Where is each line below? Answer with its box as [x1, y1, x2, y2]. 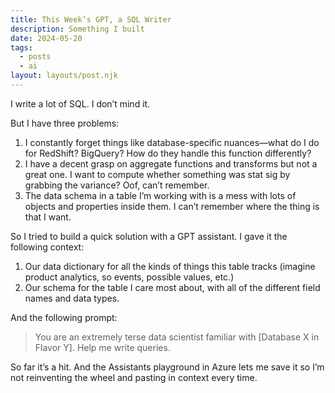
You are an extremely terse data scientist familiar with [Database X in [34, 331, 320, 343]
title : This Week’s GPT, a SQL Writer [10, 14, 172, 25]
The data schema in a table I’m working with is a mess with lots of [24, 189, 297, 201]
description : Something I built [10, 24, 145, 34]
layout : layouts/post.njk [10, 71, 118, 81]
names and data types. [24, 292, 120, 304]
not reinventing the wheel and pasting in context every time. [10, 371, 258, 383]
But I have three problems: [10, 117, 120, 129]
